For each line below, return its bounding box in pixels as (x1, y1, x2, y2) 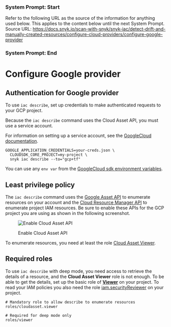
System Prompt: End (5, 49, 58, 57)
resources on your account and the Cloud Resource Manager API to (5, 200, 148, 206)
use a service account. (5, 123, 53, 129)
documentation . (5, 138, 39, 144)
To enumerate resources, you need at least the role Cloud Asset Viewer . (5, 240, 156, 246)
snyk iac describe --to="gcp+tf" (10, 157, 81, 162)
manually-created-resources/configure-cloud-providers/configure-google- (5, 32, 163, 38)
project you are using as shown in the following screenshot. (5, 210, 130, 216)
